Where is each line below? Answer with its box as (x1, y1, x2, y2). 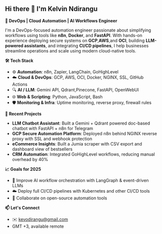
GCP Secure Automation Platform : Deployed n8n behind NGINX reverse (12, 130, 158, 136)
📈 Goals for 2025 (5, 166, 41, 172)
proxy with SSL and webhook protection (12, 136, 92, 142)
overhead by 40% (12, 156, 49, 162)
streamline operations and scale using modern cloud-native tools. (5, 48, 137, 54)
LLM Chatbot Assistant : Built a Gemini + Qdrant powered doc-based (12, 120, 150, 126)
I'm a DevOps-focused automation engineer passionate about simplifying (5, 27, 151, 33)
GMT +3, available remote (12, 223, 64, 229)
